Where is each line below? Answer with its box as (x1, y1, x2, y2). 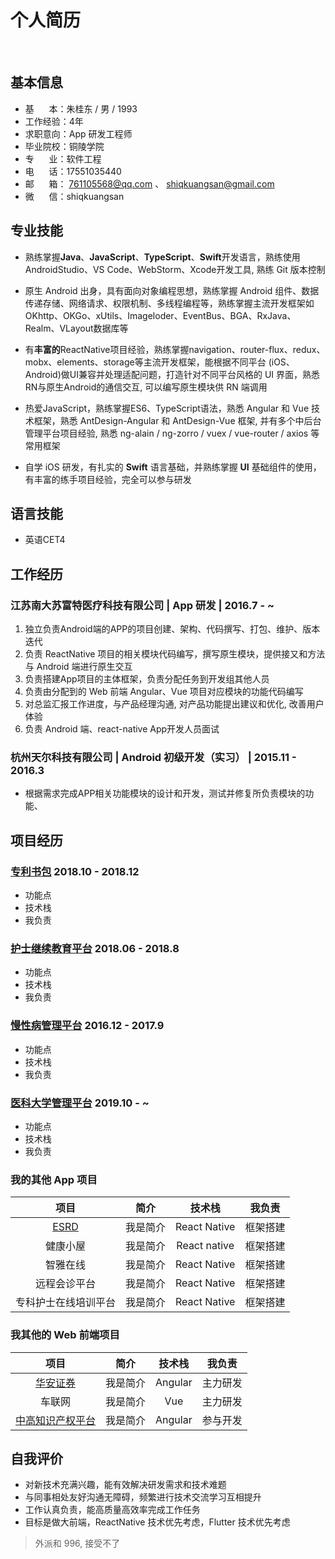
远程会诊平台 (35, 1277, 97, 1291)
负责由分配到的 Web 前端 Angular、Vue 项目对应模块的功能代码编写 (24, 686, 304, 698)
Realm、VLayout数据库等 (24, 322, 129, 334)
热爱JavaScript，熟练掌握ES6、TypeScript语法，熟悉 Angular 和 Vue (24, 402, 310, 414)
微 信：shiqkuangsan (24, 190, 125, 202)
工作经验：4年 (24, 115, 84, 127)
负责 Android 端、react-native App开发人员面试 (24, 723, 220, 735)
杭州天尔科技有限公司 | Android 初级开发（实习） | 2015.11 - (10, 750, 297, 764)
